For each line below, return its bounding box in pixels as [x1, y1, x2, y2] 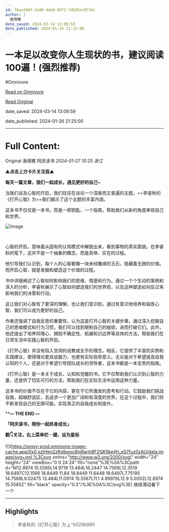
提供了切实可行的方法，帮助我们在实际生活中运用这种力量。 [18, 377, 142, 383]
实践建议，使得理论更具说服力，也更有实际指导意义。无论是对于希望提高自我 [5, 354, 164, 360]
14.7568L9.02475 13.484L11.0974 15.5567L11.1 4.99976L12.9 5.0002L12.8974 [5, 476, 163, 482]
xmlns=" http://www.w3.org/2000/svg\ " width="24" [52, 454, 158, 460]
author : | [5, 12, 26, 17]
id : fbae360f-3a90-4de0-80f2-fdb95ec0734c [5, 7, 96, 13]
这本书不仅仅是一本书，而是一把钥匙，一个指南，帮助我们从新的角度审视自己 [5, 207, 164, 213]
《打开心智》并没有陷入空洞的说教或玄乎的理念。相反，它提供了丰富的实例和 [5, 347, 164, 353]
